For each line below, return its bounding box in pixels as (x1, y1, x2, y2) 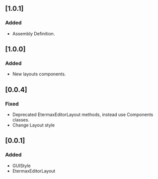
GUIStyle (12, 163, 31, 169)
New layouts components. (12, 71, 66, 77)
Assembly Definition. (12, 30, 55, 37)
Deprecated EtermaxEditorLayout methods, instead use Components (12, 112, 154, 118)
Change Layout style (12, 122, 55, 128)
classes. (12, 117, 30, 123)
